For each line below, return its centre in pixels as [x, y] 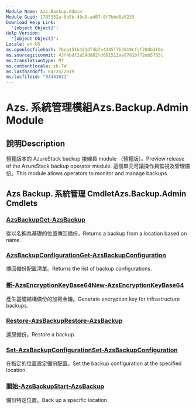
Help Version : [23, 33]
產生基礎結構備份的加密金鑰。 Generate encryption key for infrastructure [93, 299]
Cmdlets [22, 203]
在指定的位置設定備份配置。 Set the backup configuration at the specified [94, 363]
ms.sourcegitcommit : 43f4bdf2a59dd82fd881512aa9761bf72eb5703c [85, 55]
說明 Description [36, 143]
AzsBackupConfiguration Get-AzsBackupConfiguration [86, 255]
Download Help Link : [31, 22]
